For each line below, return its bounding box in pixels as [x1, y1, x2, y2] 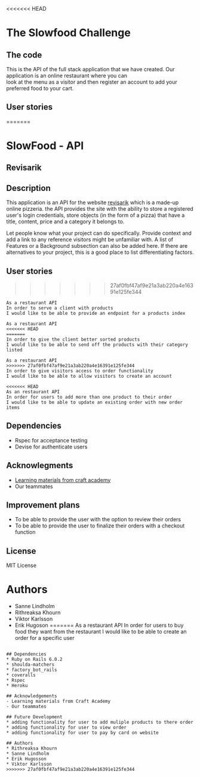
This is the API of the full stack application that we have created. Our [6, 66, 175, 72]
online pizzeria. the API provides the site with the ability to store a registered [6, 205, 194, 213]
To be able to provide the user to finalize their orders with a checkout [14, 522, 185, 529]
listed [6, 347, 23, 353]
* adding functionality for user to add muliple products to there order [6, 720, 194, 726]
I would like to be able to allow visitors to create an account [6, 374, 172, 380]
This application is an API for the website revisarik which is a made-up [6, 199, 179, 206]
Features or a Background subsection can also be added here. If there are [6, 242, 188, 250]
